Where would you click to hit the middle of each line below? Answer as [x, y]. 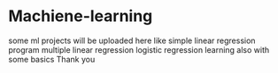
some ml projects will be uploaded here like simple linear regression [132, 40]
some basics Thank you [52, 59]
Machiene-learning [81, 16]
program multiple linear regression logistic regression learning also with [139, 49]
